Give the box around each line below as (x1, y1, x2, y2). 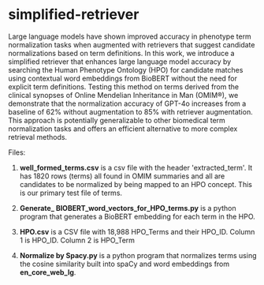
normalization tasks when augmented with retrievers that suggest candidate (8, 39, 255, 49)
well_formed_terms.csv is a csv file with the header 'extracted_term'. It (19, 163, 253, 172)
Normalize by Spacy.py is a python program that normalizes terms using (19, 250, 258, 260)
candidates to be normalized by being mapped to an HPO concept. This (19, 179, 252, 189)
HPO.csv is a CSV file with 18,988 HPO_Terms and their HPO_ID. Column (19, 227, 255, 236)
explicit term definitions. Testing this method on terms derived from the (8, 81, 239, 92)
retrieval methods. (8, 132, 68, 141)
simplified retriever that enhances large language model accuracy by (8, 57, 232, 66)
